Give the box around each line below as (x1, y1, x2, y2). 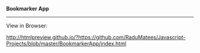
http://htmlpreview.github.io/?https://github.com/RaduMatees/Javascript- (6, 34, 186, 40)
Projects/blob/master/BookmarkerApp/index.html (6, 40, 127, 47)
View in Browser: (6, 22, 48, 29)
